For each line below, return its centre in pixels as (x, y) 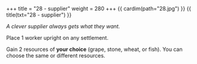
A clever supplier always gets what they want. (63, 26)
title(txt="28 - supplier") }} (39, 15)
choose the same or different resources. (56, 55)
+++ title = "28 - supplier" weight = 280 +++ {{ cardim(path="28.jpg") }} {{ (99, 9)
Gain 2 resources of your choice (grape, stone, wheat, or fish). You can (94, 49)
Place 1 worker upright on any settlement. (57, 38)
